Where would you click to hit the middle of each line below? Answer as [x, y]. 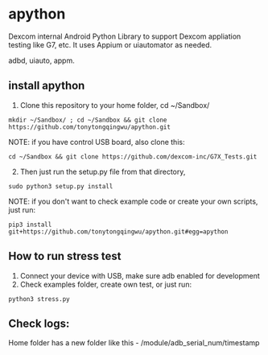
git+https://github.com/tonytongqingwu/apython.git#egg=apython [118, 231]
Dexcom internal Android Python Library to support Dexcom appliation [125, 36]
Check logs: [39, 323]
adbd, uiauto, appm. [41, 60]
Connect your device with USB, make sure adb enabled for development [140, 275]
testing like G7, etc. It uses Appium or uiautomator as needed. [110, 44]
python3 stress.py [39, 299]
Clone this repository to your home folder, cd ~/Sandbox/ [115, 105]
